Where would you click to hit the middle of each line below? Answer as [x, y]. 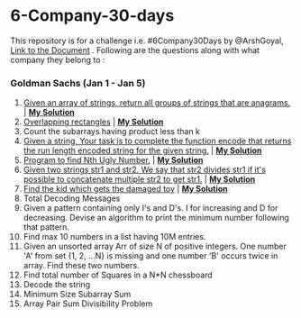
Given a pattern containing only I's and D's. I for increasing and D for [150, 208]
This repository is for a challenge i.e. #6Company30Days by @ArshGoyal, [147, 41]
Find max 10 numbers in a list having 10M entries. [114, 237]
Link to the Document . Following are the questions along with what [135, 50]
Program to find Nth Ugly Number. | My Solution [113, 160]
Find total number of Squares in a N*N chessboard [118, 275]
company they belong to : [58, 59]
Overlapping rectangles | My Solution [93, 122]
